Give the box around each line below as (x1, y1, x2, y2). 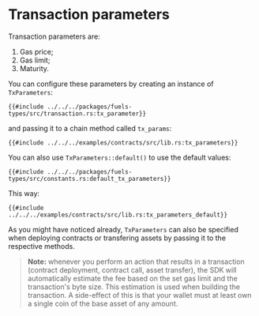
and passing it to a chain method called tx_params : (8, 123, 172, 133)
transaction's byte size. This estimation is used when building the (27, 282, 241, 292)
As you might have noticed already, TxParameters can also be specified (8, 224, 238, 234)
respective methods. (8, 241, 75, 250)
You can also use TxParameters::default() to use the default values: (8, 152, 231, 162)
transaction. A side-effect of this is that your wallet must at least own (27, 290, 252, 299)
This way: (8, 188, 40, 198)
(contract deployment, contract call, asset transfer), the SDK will (27, 265, 237, 274)
